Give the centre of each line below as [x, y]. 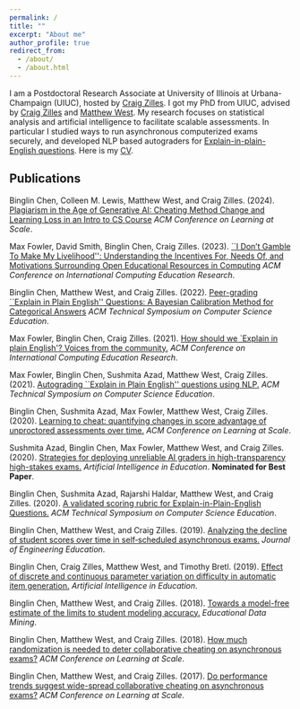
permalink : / [34, 18]
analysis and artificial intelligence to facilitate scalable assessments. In [139, 121]
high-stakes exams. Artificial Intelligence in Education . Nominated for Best [148, 467]
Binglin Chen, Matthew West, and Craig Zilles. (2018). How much [129, 639]
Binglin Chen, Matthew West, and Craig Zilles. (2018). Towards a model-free [149, 603]
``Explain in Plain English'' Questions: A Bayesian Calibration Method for [141, 302]
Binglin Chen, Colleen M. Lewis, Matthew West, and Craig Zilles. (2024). [142, 200]
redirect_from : [38, 51]
